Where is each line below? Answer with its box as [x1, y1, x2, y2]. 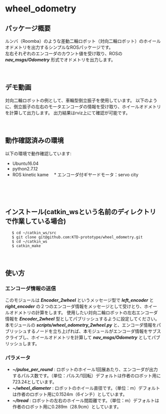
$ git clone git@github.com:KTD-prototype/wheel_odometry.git [11, 235, 143, 240]
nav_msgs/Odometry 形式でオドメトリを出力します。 [5, 57, 115, 63]
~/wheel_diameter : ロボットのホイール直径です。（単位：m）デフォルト [12, 385, 160, 391]
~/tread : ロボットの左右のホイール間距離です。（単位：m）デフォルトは [12, 398, 160, 404]
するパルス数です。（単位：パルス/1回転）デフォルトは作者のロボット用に [12, 373, 161, 379]
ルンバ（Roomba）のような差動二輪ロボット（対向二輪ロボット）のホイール [5, 38, 161, 44]
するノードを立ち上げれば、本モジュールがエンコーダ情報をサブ [26, 329, 157, 334]
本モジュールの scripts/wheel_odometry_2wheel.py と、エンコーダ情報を [5, 322, 157, 328]
